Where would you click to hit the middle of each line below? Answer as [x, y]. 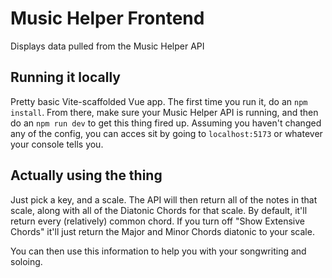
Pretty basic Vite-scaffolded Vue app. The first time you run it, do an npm [159, 101]
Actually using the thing [86, 175]
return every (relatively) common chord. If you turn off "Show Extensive [157, 221]
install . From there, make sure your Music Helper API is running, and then [164, 112]
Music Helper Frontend [107, 18]
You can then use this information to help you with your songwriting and [158, 251]
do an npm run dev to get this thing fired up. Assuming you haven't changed [166, 123]
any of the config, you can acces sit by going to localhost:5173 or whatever [166, 133]
